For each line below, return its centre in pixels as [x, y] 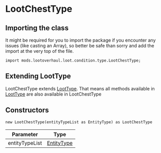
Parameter [25, 134]
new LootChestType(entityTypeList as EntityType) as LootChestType [79, 122]
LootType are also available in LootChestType [53, 94]
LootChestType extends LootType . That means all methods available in [80, 88]
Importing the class [37, 28]
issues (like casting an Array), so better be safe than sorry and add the [80, 46]
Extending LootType [38, 76]
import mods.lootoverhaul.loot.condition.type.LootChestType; [73, 61]
